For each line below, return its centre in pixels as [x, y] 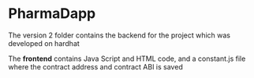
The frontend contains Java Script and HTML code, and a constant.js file [127, 58]
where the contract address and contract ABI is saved [95, 66]
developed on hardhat [44, 43]
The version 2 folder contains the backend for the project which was [120, 35]
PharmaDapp [52, 14]
